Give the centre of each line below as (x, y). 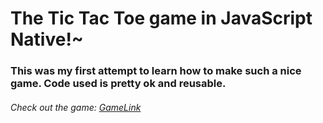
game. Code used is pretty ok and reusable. (118, 84)
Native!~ (47, 39)
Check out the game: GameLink (76, 107)
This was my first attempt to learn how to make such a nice (156, 71)
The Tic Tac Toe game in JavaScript (161, 18)
